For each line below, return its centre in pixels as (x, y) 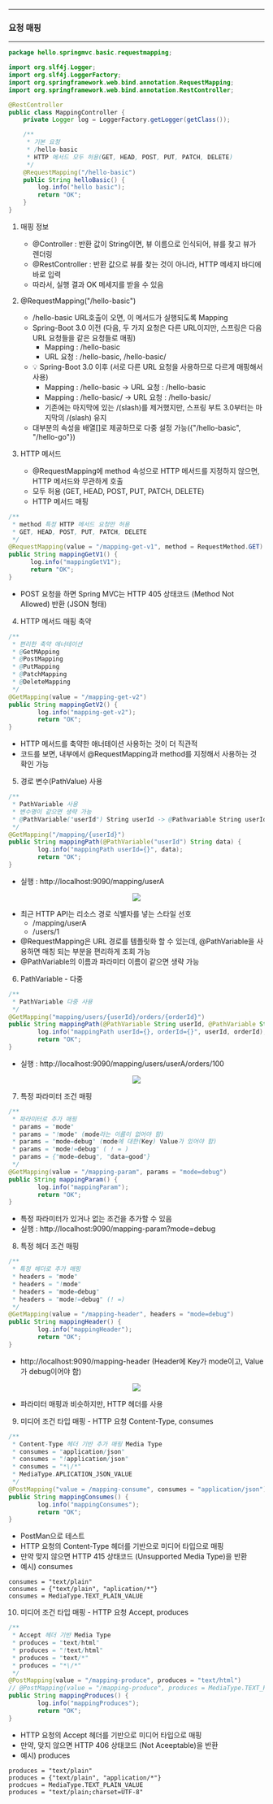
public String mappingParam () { (63, 1179)
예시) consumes (46, 1567)
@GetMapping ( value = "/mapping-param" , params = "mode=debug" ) (118, 1172)
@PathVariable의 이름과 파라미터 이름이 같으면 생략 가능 (110, 961)
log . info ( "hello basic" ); (82, 188)
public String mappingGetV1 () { (63, 555)
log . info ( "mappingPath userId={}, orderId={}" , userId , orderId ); (152, 1032)
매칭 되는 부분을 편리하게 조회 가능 (96, 951)
